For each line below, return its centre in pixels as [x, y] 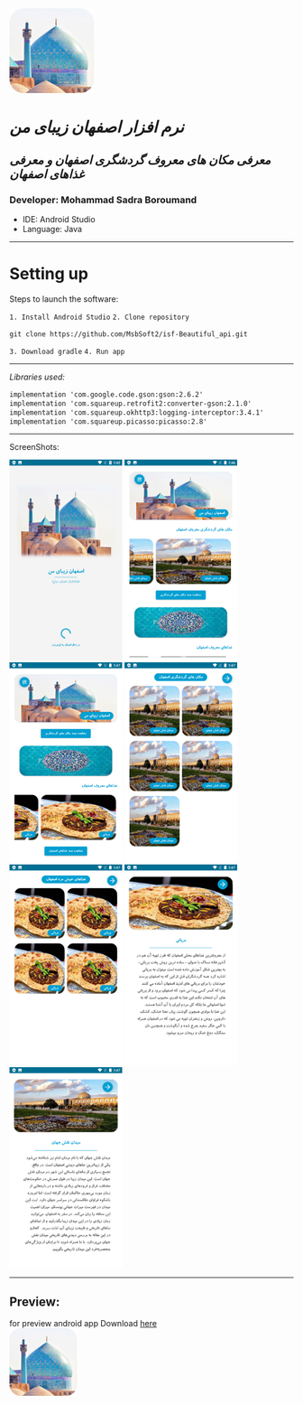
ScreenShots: [35, 447]
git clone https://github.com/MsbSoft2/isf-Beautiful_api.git [129, 334]
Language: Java [52, 229]
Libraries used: [37, 377]
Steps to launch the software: [64, 299]
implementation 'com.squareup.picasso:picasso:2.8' [108, 422]
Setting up [49, 274]
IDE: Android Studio [59, 220]
